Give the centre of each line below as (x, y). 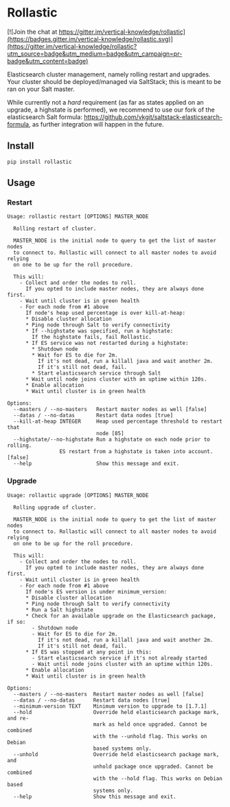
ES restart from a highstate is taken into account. (136, 452)
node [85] (110, 434)
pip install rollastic (39, 162)
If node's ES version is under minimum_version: (96, 591)
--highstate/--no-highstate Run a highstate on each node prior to (112, 440)
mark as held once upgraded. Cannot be (150, 724)
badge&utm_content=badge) (48, 61)
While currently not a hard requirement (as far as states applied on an (105, 102)
